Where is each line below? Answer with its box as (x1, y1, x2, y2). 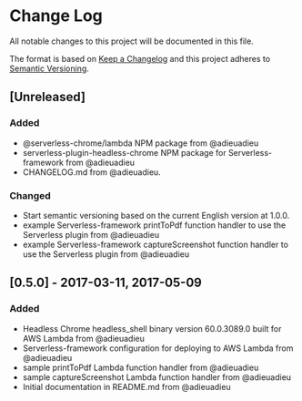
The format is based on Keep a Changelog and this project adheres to (9, 53, 271, 64)
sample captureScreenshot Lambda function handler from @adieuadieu (22, 371, 292, 383)
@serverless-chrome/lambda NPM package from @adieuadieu (22, 138, 259, 149)
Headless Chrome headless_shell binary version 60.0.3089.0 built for (22, 323, 282, 334)
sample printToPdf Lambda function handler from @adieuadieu (22, 362, 259, 373)
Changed (9, 189, 52, 201)
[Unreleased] (9, 89, 86, 105)
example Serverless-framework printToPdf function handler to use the (22, 220, 287, 231)
